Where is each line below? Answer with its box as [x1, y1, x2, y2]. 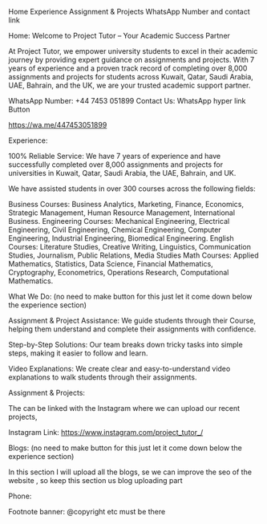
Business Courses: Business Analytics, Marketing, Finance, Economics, [8, 200, 245, 209]
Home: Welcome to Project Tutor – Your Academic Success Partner [8, 31, 231, 40]
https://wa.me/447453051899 [8, 120, 107, 129]
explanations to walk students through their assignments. [8, 372, 197, 382]
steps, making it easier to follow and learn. [8, 348, 148, 358]
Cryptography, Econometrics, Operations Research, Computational [8, 268, 229, 277]
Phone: [8, 491, 32, 501]
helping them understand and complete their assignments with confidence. [8, 324, 257, 334]
